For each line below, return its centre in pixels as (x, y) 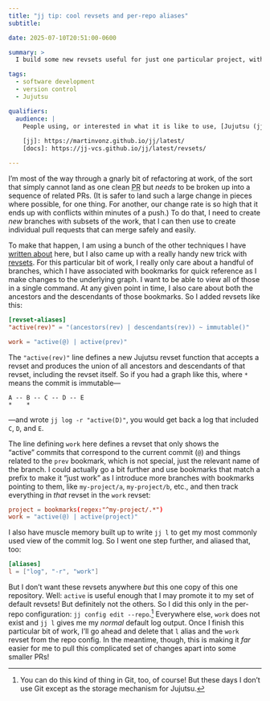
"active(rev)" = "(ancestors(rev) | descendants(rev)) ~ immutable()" (129, 327)
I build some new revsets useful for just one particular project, (131, 60)
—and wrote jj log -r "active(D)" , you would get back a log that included (133, 420)
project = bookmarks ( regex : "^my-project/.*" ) (86, 510)
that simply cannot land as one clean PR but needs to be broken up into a (129, 187)
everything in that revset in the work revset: (80, 494)
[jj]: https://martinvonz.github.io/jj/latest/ (104, 141)
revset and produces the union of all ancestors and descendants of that (127, 366)
